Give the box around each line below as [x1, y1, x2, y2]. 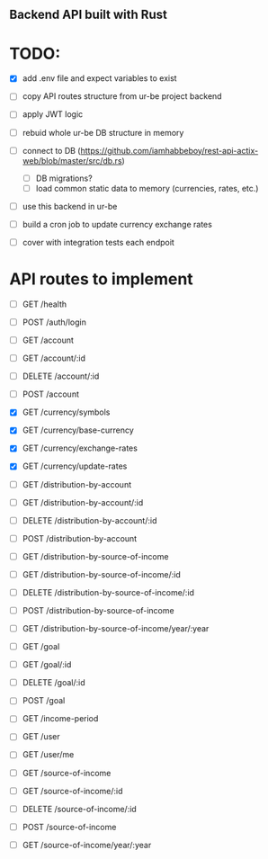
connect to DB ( [22, 145, 81, 156]
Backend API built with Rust [9, 7, 168, 22]
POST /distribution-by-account [22, 532, 138, 543]
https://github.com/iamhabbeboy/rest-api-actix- [80, 145, 259, 156]
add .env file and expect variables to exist [22, 73, 177, 84]
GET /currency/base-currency [22, 425, 135, 435]
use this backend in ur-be [22, 201, 118, 211]
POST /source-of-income [22, 821, 117, 832]
